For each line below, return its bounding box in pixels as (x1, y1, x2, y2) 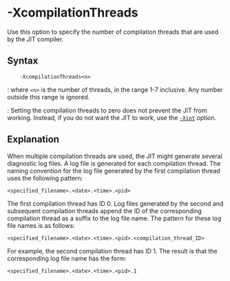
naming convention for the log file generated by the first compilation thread (7, 166, 220, 175)
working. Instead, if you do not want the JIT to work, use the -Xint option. (7, 113, 217, 122)
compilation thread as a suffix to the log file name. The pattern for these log (7, 214, 222, 222)
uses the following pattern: (7, 174, 83, 182)
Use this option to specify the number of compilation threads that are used (7, 28, 219, 36)
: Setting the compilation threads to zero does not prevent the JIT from (7, 106, 207, 115)
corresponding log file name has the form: (7, 254, 127, 262)
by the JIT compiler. (7, 35, 64, 43)
